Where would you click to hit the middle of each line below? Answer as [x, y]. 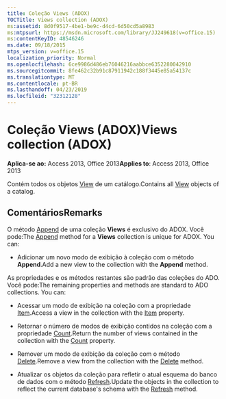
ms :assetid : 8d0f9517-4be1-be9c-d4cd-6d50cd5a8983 [81, 26]
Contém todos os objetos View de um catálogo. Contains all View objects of [113, 184]
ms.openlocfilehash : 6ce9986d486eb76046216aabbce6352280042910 [99, 64]
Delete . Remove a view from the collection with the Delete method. [110, 361]
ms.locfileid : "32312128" [44, 96]
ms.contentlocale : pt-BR [42, 83]
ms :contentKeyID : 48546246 [46, 39]
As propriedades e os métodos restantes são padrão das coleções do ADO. [114, 277]
